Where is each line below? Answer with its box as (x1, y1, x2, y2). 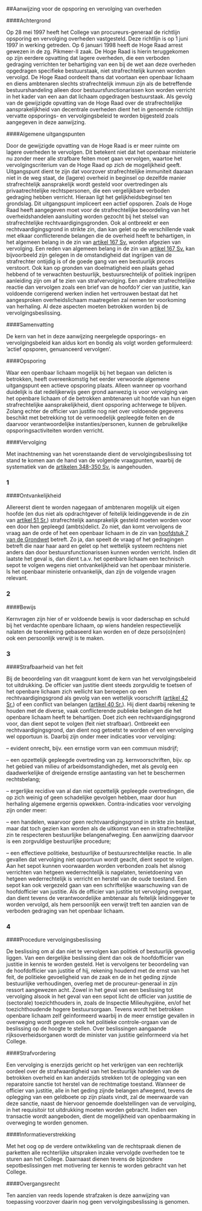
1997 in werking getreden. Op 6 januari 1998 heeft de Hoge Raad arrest (6, 42, 183, 48)
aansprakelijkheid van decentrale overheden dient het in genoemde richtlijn (6, 106, 194, 113)
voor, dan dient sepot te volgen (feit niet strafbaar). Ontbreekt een (6, 720, 170, 727)
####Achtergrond (6, 17, 51, 24)
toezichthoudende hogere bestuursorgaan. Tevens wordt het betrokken (6, 1006, 184, 1013)
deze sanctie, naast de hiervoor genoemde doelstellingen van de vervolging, (6, 1100, 197, 1107)
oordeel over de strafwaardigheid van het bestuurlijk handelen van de (6, 1068, 180, 1075)
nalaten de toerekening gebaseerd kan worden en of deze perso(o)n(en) (6, 628, 186, 635)
